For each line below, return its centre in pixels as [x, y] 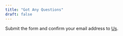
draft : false [19, 14]
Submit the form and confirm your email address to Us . [62, 28]
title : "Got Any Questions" [34, 10]
